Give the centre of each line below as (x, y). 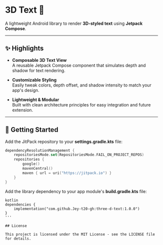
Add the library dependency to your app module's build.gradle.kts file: (76, 191)
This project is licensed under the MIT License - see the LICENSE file (80, 234)
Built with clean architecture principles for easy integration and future (81, 105)
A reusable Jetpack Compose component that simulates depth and (79, 65)
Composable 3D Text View (39, 60)
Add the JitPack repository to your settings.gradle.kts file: (64, 141)
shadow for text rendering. (39, 70)
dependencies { (20, 204)
